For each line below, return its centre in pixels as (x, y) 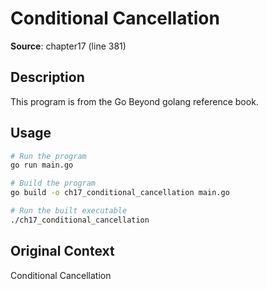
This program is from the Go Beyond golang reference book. (134, 101)
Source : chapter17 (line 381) (68, 46)
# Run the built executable (69, 211)
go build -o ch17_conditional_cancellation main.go (120, 193)
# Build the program (53, 183)
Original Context (62, 251)
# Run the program (48, 156)
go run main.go (42, 165)
